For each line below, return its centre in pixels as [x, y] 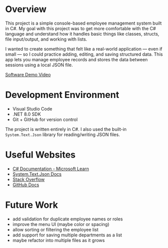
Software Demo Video [28, 74]
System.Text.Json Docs [37, 174]
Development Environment [62, 95]
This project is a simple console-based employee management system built [83, 23]
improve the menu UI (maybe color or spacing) [61, 224]
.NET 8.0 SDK [27, 114]
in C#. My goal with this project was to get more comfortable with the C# [80, 28]
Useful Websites [40, 155]
